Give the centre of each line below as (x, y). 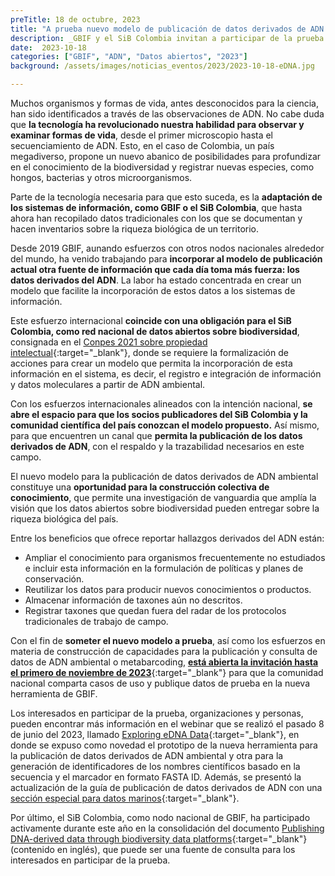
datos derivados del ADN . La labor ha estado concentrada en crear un (156, 280)
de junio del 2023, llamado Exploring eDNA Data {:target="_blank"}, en (155, 734)
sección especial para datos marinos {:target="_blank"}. (125, 798)
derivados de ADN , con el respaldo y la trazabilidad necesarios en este (157, 446)
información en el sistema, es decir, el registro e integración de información (166, 374)
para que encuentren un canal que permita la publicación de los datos (156, 435)
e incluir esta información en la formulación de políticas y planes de (164, 568)
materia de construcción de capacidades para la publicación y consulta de (164, 651)
